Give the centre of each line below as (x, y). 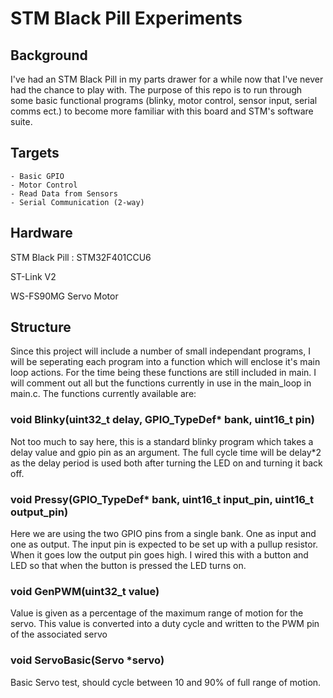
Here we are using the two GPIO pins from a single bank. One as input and (163, 534)
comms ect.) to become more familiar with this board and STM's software (162, 111)
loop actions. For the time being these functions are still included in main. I (163, 373)
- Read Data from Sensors (64, 193)
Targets (35, 153)
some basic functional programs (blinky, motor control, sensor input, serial (164, 100)
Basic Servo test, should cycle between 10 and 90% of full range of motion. (166, 682)
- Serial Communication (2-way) (77, 202)
